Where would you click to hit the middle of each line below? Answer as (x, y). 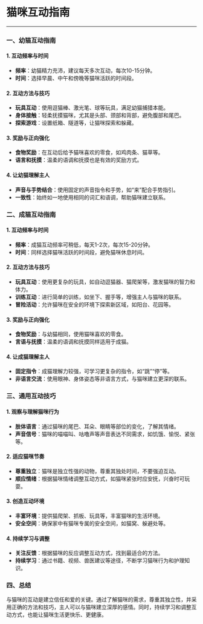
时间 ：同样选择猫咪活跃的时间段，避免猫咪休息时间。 (81, 252)
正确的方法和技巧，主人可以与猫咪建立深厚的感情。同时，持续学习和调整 (101, 607)
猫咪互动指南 (38, 12)
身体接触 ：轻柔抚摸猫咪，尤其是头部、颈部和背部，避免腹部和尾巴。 (100, 115)
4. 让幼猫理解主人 (28, 175)
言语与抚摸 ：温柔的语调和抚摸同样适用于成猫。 (73, 342)
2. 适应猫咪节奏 (25, 456)
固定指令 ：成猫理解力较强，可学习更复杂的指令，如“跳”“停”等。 (94, 371)
